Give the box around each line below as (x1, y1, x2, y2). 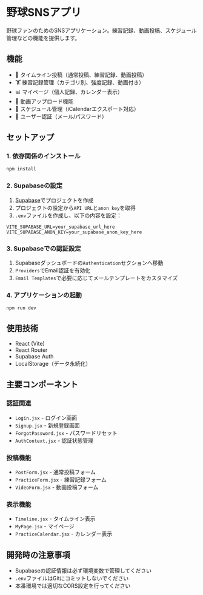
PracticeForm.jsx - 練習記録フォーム (15, 476, 107, 483)
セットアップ (6, 132, 55, 143)
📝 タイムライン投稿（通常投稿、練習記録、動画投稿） (15, 71, 147, 78)
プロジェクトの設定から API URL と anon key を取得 (15, 204, 136, 211)
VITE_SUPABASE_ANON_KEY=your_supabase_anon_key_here (6, 229, 142, 235)
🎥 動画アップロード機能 (15, 98, 74, 105)
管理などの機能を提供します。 (6, 34, 81, 41)
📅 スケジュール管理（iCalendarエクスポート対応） (15, 105, 139, 112)
